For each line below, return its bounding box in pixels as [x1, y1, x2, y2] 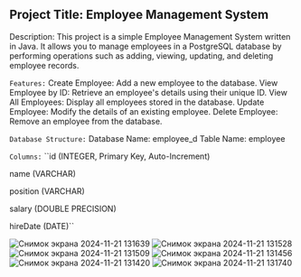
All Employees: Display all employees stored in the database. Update [9, 97, 265, 107]
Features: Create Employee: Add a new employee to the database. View [9, 77, 278, 88]
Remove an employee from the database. [9, 115, 163, 126]
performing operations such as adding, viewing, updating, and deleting [9, 50, 274, 61]
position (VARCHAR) [9, 185, 86, 197]
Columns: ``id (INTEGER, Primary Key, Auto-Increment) [9, 151, 211, 162]
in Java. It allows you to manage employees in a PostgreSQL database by [9, 41, 282, 51]
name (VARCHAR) [9, 168, 77, 179]
